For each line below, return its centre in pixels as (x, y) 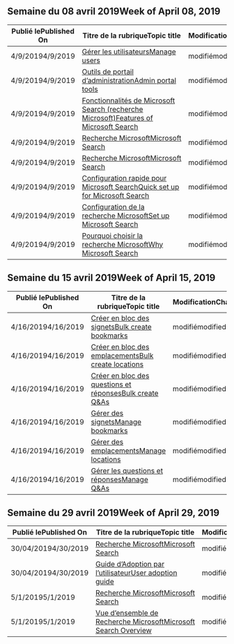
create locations (117, 364)
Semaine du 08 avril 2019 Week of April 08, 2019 (114, 12)
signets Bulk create (121, 327)
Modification (194, 301)
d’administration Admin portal (129, 80)
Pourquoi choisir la (112, 235)
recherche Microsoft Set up (126, 216)
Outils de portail (108, 71)
